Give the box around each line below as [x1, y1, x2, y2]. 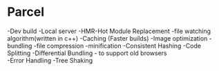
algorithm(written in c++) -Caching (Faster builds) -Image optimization [7, 34, 208, 42]
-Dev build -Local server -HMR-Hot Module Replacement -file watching [7, 27, 211, 35]
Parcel [7, 4, 45, 20]
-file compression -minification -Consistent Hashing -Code [33, 41, 202, 50]
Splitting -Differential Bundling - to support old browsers [7, 49, 167, 57]
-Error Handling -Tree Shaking [7, 56, 93, 64]
